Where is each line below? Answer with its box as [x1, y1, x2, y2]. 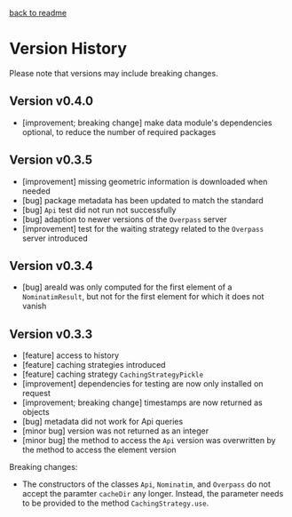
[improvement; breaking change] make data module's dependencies [21, 117, 272, 128]
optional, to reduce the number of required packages [21, 126, 217, 137]
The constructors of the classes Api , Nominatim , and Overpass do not [21, 479, 271, 489]
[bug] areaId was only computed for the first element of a [21, 282, 233, 292]
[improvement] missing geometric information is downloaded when [21, 176, 268, 187]
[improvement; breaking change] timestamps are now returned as [21, 397, 264, 408]
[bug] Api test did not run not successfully [21, 204, 177, 215]
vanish [21, 301, 47, 312]
